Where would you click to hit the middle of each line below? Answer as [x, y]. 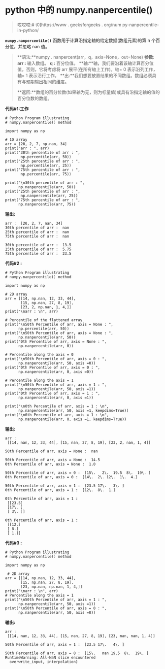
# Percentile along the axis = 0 [39, 354]
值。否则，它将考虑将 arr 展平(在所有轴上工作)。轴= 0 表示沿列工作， [87, 69]
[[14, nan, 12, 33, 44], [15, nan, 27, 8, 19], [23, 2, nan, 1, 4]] [79, 442]
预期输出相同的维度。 [48, 81]
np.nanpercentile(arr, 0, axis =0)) [56, 372]
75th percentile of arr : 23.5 [38, 253]
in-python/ [28, 30]
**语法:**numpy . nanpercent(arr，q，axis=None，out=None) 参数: [86, 57]
